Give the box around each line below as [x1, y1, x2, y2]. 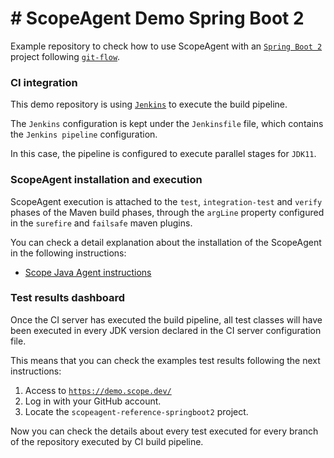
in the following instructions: [10, 247, 127, 259]
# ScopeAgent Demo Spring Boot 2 [10, 7, 305, 30]
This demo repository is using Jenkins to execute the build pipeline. [10, 98, 288, 111]
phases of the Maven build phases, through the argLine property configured [10, 206, 325, 218]
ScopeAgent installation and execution [10, 173, 203, 187]
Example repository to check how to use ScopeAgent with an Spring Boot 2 [10, 40, 323, 52]
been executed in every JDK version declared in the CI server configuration [10, 324, 322, 336]
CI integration [10, 75, 78, 89]
